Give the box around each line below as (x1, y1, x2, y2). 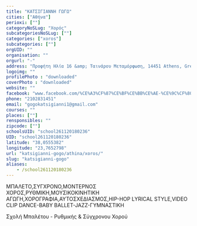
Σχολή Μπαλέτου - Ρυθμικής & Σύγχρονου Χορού (6, 213, 128, 220)
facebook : (6, 90, 30, 96)
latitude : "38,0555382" (6, 139, 64, 146)
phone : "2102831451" (6, 96, 57, 102)
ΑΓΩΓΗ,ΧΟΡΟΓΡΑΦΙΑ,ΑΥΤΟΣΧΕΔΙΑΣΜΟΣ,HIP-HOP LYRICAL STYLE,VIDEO (6, 195, 188, 203)
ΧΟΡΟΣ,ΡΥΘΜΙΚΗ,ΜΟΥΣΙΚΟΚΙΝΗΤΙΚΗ (6, 189, 100, 196)
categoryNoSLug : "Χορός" (6, 25, 67, 31)
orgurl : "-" (6, 58, 35, 63)
